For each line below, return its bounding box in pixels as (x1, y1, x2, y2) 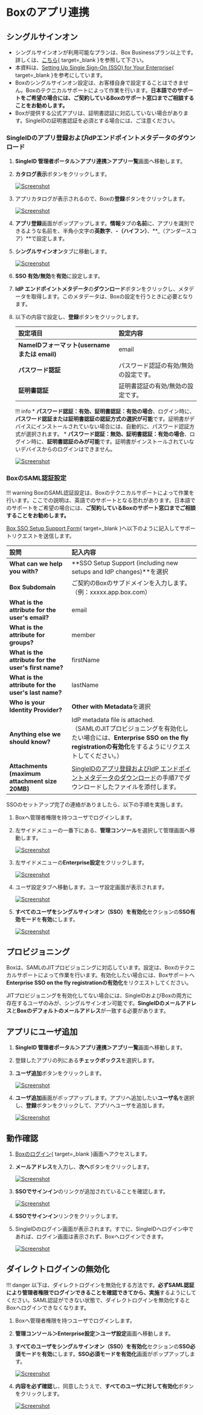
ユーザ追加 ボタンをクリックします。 (14, 1069, 105, 1077)
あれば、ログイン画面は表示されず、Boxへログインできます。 (14, 1233, 167, 1240)
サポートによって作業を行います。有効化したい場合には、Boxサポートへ (16, 971, 195, 979)
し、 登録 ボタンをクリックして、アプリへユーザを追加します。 (14, 1102, 168, 1109)
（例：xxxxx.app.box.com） (71, 587, 151, 596)
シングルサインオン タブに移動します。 (14, 248, 111, 255)
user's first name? (9, 663, 63, 672)
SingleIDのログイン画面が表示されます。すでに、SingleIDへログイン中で (14, 1225, 194, 1233)
